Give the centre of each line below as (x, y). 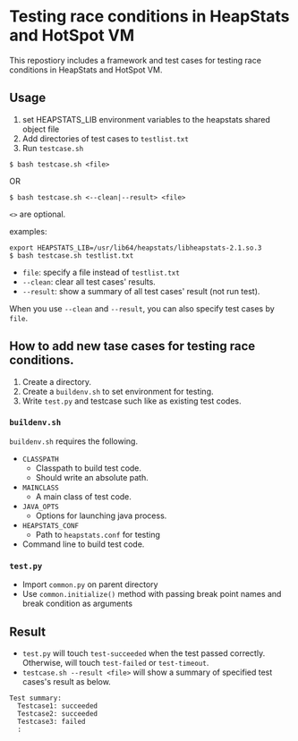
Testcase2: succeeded (58, 713)
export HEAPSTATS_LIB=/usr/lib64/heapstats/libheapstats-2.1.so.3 (136, 248)
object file (41, 129)
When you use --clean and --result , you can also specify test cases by (142, 308)
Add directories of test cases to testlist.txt (106, 138)
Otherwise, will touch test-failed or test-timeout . (115, 662)
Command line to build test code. (83, 544)
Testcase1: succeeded (58, 706)
